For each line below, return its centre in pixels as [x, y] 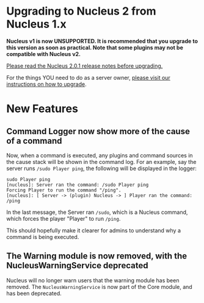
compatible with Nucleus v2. [44, 54]
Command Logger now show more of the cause [98, 131]
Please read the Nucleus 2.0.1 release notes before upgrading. [85, 66]
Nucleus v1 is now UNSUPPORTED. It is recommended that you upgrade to [102, 41]
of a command [34, 141]
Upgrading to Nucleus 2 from [81, 11]
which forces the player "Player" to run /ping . [64, 218]
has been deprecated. [34, 293]
